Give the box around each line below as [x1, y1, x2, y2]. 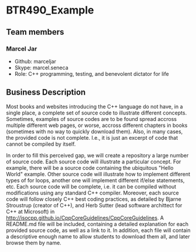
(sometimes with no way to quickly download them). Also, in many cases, [6, 127, 183, 135]
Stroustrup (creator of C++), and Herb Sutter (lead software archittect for [6, 201, 183, 209]
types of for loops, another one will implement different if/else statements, [6, 177, 185, 184]
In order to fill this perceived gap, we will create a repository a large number [6, 152, 189, 159]
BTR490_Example [6, 4, 94, 17]
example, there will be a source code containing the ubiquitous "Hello [6, 164, 174, 171]
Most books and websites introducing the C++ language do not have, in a [6, 103, 183, 110]
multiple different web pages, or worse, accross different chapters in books [6, 122, 188, 129]
